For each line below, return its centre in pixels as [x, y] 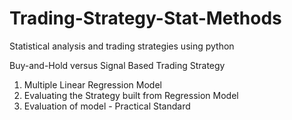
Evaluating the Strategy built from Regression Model [131, 95]
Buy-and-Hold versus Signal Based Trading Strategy [117, 65]
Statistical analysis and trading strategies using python [122, 46]
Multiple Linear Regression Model [92, 84]
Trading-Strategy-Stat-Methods [145, 18]
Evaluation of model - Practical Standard [107, 106]
